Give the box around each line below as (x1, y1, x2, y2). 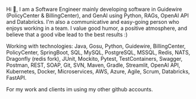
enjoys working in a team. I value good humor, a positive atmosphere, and (6, 24, 188, 32)
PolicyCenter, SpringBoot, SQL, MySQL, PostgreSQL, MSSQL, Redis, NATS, (6, 49, 191, 56)
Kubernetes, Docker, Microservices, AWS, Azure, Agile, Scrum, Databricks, (6, 68, 190, 75)
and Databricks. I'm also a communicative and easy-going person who (6, 18, 180, 25)
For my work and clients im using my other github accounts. (6, 86, 153, 92)
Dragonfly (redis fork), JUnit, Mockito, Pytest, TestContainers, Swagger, (6, 55, 183, 62)
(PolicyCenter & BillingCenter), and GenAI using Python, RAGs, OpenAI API (6, 12, 189, 19)
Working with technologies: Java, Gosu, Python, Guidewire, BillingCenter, (6, 42, 186, 49)
